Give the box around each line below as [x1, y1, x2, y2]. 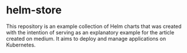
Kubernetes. [6, 41, 36, 48]
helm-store [6, 3, 62, 17]
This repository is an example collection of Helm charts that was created [6, 23, 182, 30]
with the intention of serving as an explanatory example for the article [6, 29, 175, 36]
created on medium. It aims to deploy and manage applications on [6, 35, 166, 42]
